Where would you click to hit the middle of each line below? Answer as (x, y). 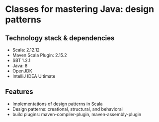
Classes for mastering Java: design (80, 9)
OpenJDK (22, 71)
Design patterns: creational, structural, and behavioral (67, 109)
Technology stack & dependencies (60, 38)
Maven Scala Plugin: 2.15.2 (40, 55)
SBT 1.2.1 (21, 60)
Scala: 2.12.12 (26, 50)
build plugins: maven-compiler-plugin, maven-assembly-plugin (77, 114)
